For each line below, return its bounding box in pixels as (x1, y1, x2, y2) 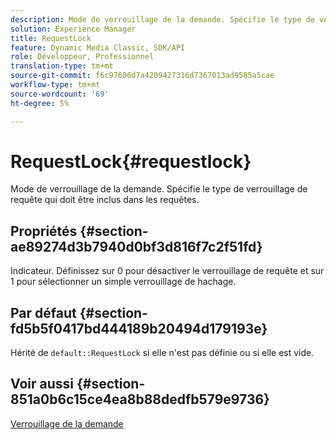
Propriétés (10, 222, 78, 240)
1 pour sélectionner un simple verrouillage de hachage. (10, 276, 237, 288)
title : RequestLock (10, 33, 92, 43)
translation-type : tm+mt (10, 61, 114, 71)
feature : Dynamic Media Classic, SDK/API (10, 42, 186, 53)
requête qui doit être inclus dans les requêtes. (10, 194, 200, 206)
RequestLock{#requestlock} (10, 150, 252, 173)
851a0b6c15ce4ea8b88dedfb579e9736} (10, 391, 270, 408)
